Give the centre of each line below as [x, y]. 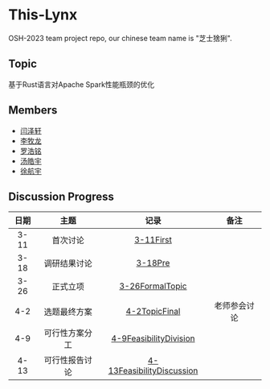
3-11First [153, 240]
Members [33, 110]
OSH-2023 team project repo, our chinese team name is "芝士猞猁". [120, 38]
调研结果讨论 [68, 263]
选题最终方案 [68, 312]
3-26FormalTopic [153, 286]
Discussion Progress [61, 196]
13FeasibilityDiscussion [153, 370]
